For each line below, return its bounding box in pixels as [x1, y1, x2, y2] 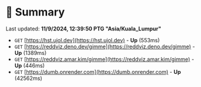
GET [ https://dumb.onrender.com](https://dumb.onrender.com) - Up [14, 68, 181, 75]
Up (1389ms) [14, 49, 47, 56]
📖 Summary [5, 5, 65, 19]
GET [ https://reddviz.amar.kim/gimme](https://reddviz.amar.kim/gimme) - [14, 55, 194, 63]
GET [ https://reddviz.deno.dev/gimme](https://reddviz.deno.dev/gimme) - [14, 43, 196, 50]
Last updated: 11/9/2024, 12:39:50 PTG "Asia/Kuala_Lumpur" [5, 25, 162, 32]
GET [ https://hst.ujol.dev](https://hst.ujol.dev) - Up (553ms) [14, 36, 160, 44]
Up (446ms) [14, 62, 45, 69]
